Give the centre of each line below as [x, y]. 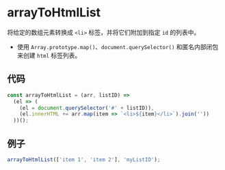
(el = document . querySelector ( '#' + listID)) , [87, 108]
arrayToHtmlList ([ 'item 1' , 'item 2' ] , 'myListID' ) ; [84, 159]
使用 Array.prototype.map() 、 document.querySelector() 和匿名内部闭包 [118, 46]
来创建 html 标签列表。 [49, 55]
